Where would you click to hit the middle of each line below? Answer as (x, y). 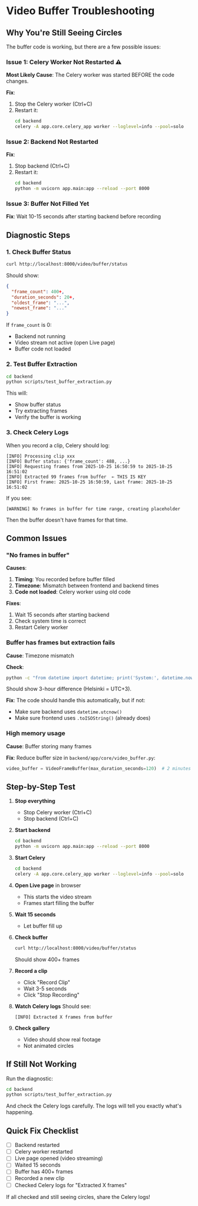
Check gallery (32, 1028)
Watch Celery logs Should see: (53, 1006)
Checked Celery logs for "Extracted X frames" (71, 1185)
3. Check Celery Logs (37, 432)
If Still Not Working (41, 1064)
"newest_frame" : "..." (39, 308)
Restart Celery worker (41, 627)
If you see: (19, 498)
